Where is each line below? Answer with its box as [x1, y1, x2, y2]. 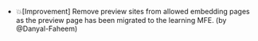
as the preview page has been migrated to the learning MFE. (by [15, 16, 227, 24]
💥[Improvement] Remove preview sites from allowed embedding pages [15, 7, 250, 16]
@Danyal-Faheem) [15, 24, 78, 33]
